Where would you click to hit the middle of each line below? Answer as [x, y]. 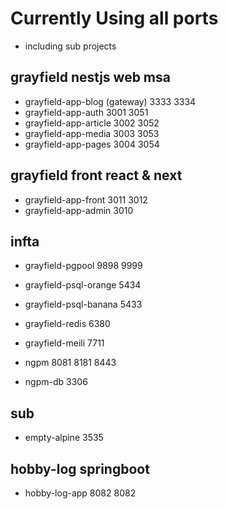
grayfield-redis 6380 [67, 324]
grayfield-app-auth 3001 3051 [86, 112]
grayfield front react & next [96, 175]
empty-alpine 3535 [64, 438]
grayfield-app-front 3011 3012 [86, 199]
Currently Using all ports [114, 18]
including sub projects [70, 46]
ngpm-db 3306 [56, 382]
